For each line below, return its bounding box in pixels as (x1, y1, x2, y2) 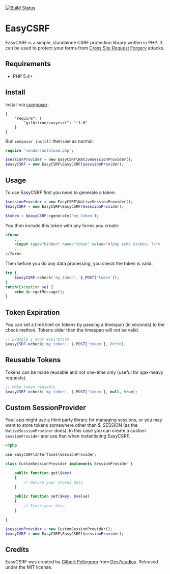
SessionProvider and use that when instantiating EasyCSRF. (5, 433, 131, 439)
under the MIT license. (5, 564, 52, 570)
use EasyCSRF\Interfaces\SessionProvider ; (5, 452, 97, 457)
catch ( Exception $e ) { (5, 284, 53, 290)
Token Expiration (5, 308, 60, 317)
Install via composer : (5, 101, 49, 107)
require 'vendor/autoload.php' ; (5, 148, 74, 153)
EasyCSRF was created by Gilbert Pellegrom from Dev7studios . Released (5, 559, 158, 565)
